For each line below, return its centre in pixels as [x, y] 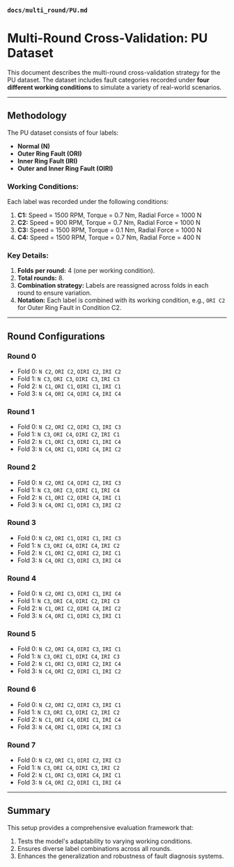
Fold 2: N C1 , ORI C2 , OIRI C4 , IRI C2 [69, 608]
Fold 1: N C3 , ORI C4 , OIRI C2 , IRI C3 [69, 601]
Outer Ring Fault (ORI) [49, 154]
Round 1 [21, 411]
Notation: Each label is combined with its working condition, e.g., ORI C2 [121, 300]
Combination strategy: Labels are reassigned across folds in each [113, 286]
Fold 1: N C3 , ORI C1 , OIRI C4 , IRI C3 [69, 656]
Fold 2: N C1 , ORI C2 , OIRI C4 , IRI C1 [69, 497]
